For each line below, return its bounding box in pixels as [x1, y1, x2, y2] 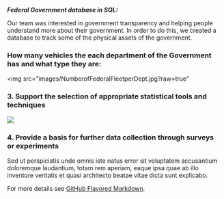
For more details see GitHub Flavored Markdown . [7, 184, 145, 192]
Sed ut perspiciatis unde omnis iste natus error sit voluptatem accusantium [7, 157, 218, 165]
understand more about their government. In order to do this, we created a [7, 27, 216, 34]
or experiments [7, 141, 59, 150]
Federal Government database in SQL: [7, 6, 118, 14]
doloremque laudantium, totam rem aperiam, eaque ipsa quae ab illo [7, 163, 199, 172]
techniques [7, 101, 46, 110]
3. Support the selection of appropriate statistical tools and [7, 92, 207, 101]
